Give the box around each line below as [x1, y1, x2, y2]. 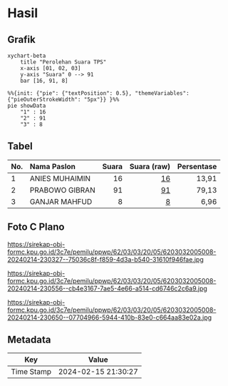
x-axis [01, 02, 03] [20, 65, 81, 72]
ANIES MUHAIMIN [29, 173, 91, 183]
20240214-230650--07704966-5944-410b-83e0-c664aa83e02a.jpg [7, 313, 212, 322]
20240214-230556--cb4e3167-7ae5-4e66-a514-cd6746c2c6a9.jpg [7, 284, 208, 293]
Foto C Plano [7, 221, 65, 233]
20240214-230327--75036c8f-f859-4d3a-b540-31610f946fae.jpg [7, 255, 204, 263]
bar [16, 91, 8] [20, 77, 69, 84]
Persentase [177, 161, 217, 171]
